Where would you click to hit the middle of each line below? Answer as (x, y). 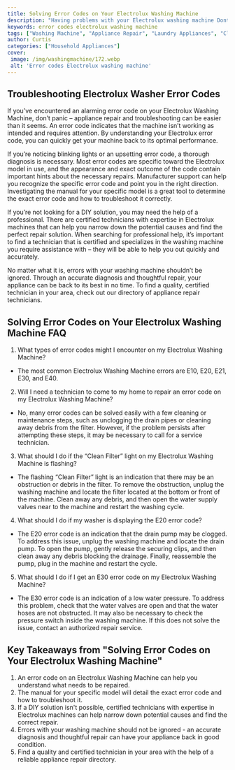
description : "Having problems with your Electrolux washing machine (111, 20)
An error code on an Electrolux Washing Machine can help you (107, 678)
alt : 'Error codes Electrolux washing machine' (81, 66)
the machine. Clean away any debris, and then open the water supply (117, 499)
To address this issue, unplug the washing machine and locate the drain (121, 541)
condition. (32, 745)
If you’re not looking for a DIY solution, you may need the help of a (103, 212)
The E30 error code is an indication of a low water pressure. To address (121, 598)
